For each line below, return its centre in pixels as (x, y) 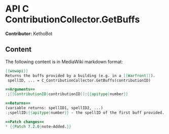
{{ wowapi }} (17, 71)
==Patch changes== (25, 122)
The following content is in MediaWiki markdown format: (64, 62)
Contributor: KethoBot (29, 33)
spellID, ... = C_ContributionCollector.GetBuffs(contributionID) (79, 80)
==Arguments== (20, 90)
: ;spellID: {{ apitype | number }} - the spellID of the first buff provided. (85, 113)
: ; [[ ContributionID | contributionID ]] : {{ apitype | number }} (67, 94)
